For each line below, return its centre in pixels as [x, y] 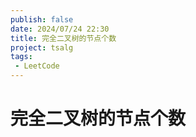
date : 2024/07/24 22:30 [60, 29]
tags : [21, 57]
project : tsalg [42, 47]
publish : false [42, 19]
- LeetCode [37, 66]
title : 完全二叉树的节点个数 [63, 38]
